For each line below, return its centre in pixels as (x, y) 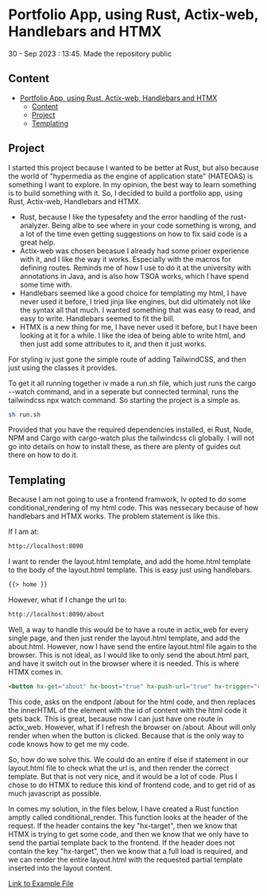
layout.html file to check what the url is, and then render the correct (119, 768)
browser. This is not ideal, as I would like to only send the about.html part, (129, 655)
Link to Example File (41, 883)
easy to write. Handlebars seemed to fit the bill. (97, 318)
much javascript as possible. (55, 793)
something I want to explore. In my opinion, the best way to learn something (132, 184)
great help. (37, 242)
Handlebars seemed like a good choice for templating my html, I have (133, 293)
